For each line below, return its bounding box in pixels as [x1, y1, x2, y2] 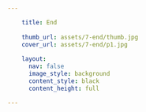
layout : [21, 55, 47, 63]
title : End [21, 18, 58, 26]
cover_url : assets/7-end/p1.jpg [21, 40, 128, 48]
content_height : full [28, 84, 100, 92]
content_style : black [28, 77, 100, 85]
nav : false [28, 62, 65, 71]
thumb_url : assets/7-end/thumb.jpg [21, 33, 139, 41]
